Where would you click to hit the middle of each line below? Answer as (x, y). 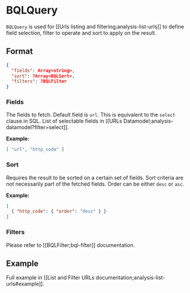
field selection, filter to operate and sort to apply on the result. (81, 32)
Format (20, 52)
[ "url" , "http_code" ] (35, 150)
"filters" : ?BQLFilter (39, 81)
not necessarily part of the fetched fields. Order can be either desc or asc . (95, 184)
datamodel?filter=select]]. (38, 127)
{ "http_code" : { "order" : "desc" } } (59, 212)
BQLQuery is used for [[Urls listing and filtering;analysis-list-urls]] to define (95, 27)
